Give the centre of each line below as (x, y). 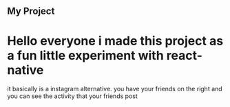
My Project (31, 11)
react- (185, 55)
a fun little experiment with (85, 55)
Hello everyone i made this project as (115, 41)
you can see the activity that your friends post (72, 96)
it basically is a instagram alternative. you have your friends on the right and (115, 89)
